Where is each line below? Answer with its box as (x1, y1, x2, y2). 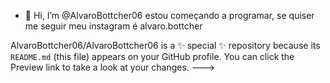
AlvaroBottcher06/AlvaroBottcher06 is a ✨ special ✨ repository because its (10, 40, 321, 51)
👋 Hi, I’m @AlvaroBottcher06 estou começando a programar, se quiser (24, 10, 315, 21)
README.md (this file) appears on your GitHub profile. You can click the (10, 51, 295, 62)
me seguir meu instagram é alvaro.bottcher (24, 20, 203, 32)
